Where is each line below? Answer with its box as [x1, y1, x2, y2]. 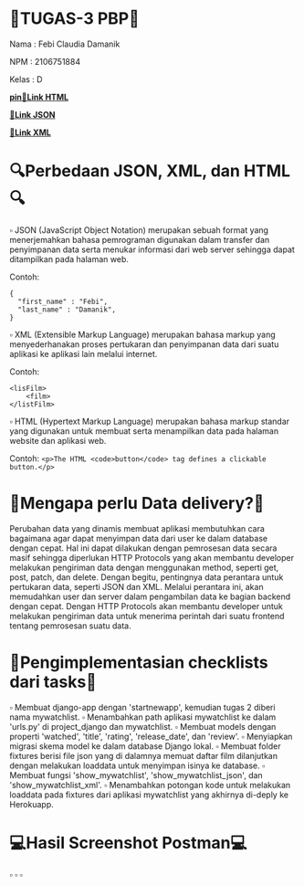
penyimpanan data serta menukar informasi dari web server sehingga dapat [9, 244, 295, 255]
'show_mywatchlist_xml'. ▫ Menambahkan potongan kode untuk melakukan [9, 779, 291, 790]
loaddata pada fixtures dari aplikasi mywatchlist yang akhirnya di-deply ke [9, 789, 289, 800]
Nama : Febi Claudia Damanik [9, 38, 121, 49]
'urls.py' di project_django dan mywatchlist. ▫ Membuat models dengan [9, 721, 277, 732]
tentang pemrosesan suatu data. [9, 620, 131, 631]
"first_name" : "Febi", [17, 297, 108, 306]
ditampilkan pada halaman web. [9, 253, 130, 264]
